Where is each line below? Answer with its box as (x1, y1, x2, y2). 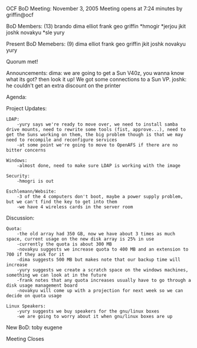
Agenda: (6, 94, 27, 100)
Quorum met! (6, 58, 38, 65)
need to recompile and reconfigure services (6, 137, 117, 143)
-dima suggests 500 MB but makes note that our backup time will (17, 257, 181, 262)
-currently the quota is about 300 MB (17, 241, 112, 247)
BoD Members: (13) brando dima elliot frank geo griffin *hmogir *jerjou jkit (6, 23, 186, 29)
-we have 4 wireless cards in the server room (17, 204, 133, 210)
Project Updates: (6, 105, 47, 111)
